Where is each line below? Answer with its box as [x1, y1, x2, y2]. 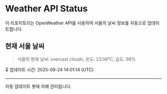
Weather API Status [5, 3, 88, 14]
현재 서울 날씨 [5, 42, 45, 50]
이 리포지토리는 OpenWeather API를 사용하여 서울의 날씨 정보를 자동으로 [5, 20, 147, 26]
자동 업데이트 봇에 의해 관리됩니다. [5, 83, 72, 89]
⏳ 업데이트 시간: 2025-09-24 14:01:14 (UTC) [5, 66, 94, 72]
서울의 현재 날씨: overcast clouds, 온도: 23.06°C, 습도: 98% [17, 56, 136, 62]
